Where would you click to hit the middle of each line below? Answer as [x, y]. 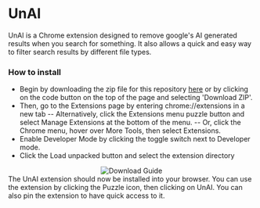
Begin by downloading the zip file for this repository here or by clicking [134, 89]
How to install [34, 72]
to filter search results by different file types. [80, 52]
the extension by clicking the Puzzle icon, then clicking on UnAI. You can [125, 188]
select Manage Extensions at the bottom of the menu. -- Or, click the [130, 123]
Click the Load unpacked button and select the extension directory [127, 156]
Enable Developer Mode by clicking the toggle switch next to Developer [135, 139]
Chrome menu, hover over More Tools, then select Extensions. [120, 131]
